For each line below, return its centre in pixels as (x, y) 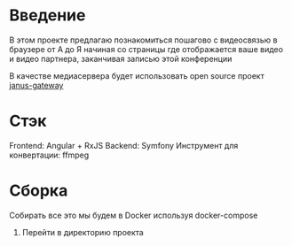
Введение (47, 15)
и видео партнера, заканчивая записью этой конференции (121, 58)
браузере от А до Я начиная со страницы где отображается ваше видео (146, 49)
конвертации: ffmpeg (49, 155)
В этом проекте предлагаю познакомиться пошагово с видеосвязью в (143, 40)
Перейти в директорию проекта (83, 232)
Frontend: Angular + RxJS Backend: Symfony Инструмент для (124, 145)
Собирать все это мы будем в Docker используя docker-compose (134, 215)
